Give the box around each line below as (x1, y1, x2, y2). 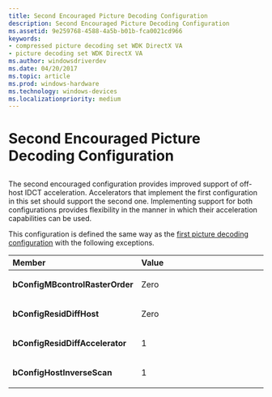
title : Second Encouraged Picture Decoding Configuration (8, 11, 208, 20)
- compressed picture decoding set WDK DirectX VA (8, 42, 183, 50)
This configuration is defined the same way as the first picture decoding (8, 228, 249, 239)
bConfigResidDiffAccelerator (12, 337, 127, 348)
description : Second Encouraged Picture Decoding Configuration (8, 19, 230, 28)
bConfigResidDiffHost (12, 308, 100, 319)
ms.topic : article (8, 72, 70, 80)
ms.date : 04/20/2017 (8, 65, 79, 73)
